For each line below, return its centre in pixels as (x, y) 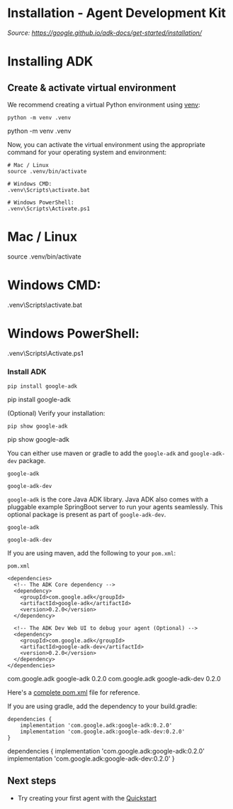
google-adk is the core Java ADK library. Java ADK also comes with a (108, 499)
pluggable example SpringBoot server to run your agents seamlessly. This (115, 507)
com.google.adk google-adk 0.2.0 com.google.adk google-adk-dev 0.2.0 (114, 679)
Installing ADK (50, 61)
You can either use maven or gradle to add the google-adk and (98, 453)
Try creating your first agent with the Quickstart (87, 798)
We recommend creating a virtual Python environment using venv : (104, 104)
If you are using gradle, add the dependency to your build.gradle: (102, 706)
